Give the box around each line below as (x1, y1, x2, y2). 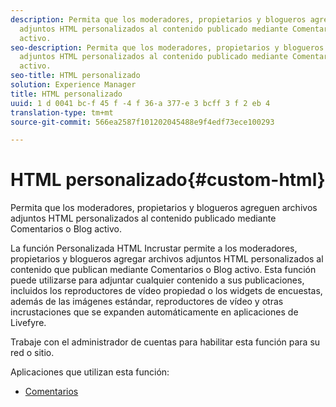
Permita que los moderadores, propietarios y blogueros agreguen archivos (10, 202, 318, 214)
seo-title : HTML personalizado (10, 71, 141, 81)
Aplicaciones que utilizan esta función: (10, 366, 170, 378)
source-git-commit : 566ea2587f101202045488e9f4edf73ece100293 (10, 117, 275, 127)
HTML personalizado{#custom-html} (10, 169, 326, 191)
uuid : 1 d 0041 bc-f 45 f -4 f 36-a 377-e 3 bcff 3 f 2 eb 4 (10, 98, 271, 108)
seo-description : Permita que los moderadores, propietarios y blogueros (10, 42, 325, 53)
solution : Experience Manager (10, 80, 137, 90)
